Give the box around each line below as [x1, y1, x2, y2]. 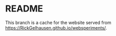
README [5, 3, 43, 14]
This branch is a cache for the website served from [5, 19, 111, 25]
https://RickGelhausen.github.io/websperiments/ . [5, 24, 107, 30]
